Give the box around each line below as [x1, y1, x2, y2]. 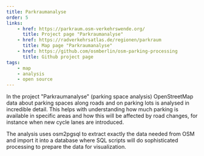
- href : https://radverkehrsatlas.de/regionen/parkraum [17, 37, 162, 43]
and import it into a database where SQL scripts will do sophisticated [6, 137, 178, 144]
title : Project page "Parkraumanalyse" [22, 31, 123, 37]
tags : [6, 59, 20, 65]
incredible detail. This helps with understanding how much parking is [6, 106, 179, 113]
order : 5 [6, 15, 29, 21]
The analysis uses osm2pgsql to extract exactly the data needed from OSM [6, 131, 195, 138]
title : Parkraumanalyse [6, 8, 67, 15]
